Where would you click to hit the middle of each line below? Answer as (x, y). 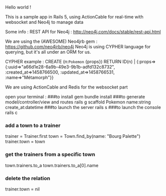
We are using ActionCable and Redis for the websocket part (67, 87)
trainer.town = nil (22, 189)
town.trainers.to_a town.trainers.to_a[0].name (52, 165)
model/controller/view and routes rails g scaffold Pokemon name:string (78, 102)
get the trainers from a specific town (50, 155)
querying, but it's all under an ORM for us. (48, 52)
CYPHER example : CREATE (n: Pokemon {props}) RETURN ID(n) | (70, 61)
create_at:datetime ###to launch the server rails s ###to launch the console (83, 107)
